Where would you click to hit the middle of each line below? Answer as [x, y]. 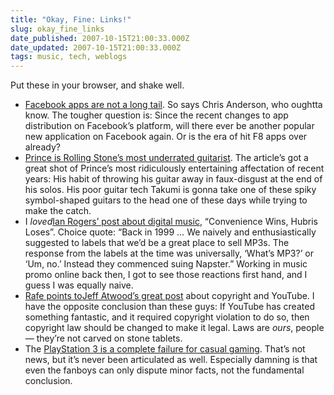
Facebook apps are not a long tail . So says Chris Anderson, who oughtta [173, 105]
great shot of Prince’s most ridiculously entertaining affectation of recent [174, 168]
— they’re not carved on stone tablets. [103, 338]
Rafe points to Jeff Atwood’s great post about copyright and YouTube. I [169, 296]
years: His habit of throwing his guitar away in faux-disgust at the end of [173, 179]
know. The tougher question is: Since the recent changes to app [156, 115]
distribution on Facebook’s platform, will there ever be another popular [169, 126]
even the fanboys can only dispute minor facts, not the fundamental [164, 370]
